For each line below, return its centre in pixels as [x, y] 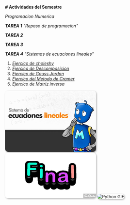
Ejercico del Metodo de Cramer [43, 79]
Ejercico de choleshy [33, 63]
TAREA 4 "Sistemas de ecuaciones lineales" [49, 54]
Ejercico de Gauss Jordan [38, 74]
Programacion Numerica [30, 16]
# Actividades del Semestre [33, 7]
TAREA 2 [14, 35]
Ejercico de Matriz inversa [38, 84]
